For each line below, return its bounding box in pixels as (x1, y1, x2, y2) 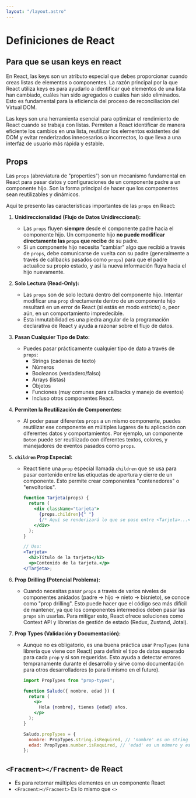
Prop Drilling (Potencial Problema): (14, 576, 100, 583)
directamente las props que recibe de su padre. (23, 238, 139, 245)
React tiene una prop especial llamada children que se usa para (23, 465, 177, 472)
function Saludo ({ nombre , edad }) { (23, 688, 116, 694)
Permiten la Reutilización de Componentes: (14, 406, 122, 413)
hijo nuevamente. (23, 269, 65, 276)
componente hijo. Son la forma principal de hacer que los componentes (6, 185, 178, 192)
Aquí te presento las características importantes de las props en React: (6, 203, 176, 210)
